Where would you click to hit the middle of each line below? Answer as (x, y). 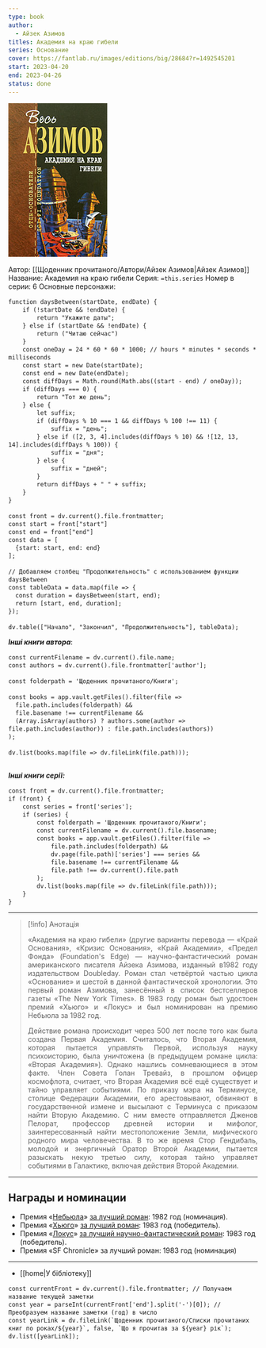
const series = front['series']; (78, 806)
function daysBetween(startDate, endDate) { (83, 301)
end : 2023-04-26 (35, 75)
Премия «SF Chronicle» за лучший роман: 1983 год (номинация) (128, 1250)
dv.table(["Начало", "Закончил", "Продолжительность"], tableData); (123, 627)
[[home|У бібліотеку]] (56, 1273)
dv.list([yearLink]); (44, 1337)
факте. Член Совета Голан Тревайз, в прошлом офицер (142, 1073)
